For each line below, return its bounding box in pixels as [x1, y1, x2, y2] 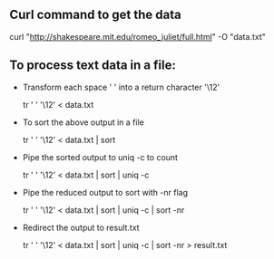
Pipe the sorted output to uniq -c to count [22, 151, 179, 162]
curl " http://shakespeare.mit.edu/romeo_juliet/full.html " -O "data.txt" [9, 31, 266, 42]
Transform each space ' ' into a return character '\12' [22, 82, 220, 92]
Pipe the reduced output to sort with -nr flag [22, 187, 189, 197]
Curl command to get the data [9, 7, 181, 23]
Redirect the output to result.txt [22, 222, 140, 233]
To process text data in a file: [9, 58, 177, 73]
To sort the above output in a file [22, 117, 145, 128]
